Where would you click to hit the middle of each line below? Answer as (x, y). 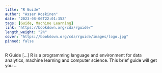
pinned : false (20, 41)
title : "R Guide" (23, 9)
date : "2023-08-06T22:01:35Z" (36, 18)
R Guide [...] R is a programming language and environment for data (74, 55)
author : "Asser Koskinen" (31, 14)
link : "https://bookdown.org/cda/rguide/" (49, 28)
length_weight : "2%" (26, 32)
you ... (12, 65)
